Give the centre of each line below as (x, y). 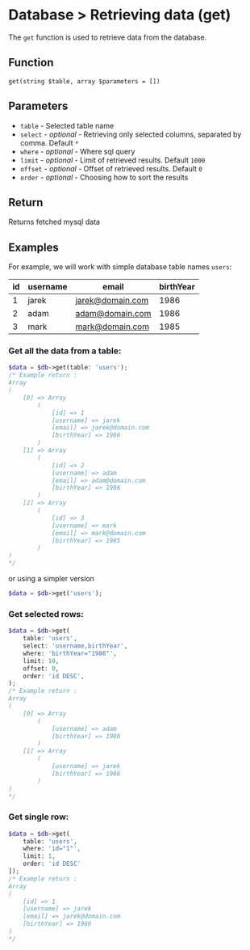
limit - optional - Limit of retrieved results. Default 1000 (112, 160)
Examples (33, 247)
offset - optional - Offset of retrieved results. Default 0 (111, 168)
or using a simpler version (52, 579)
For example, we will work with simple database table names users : (120, 267)
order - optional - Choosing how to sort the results (104, 177)
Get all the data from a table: (65, 351)
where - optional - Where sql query (77, 151)
